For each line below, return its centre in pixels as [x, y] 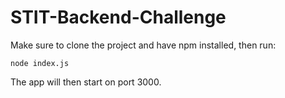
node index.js [40, 63]
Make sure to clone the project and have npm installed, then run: [143, 45]
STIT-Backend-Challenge [118, 17]
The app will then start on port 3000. [86, 82]
